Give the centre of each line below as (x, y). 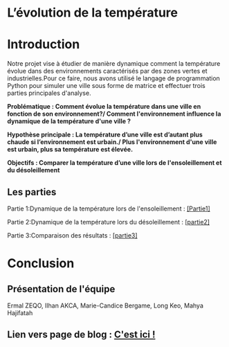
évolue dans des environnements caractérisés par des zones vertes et (107, 71)
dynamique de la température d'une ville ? (69, 121)
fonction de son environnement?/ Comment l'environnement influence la (114, 114)
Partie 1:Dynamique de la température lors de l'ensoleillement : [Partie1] (109, 208)
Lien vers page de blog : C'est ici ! (81, 335)
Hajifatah (20, 312)
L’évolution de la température (93, 13)
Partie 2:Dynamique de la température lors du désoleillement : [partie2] (108, 222)
